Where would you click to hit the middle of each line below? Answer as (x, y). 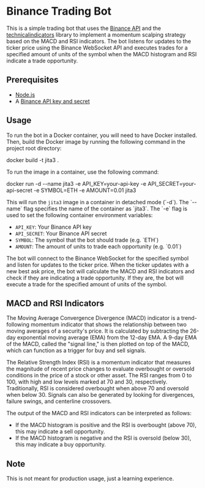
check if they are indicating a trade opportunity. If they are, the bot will (95, 278)
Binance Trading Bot (59, 11)
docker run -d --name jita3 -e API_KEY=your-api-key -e (76, 183)
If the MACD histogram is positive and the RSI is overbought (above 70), (106, 425)
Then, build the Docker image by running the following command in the (96, 141)
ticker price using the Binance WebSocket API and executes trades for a (97, 48)
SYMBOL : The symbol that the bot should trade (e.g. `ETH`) (87, 240)
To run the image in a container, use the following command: (83, 172)
